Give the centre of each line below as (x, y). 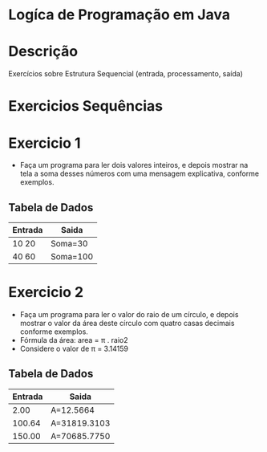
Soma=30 (69, 244)
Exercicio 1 (45, 143)
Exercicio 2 (46, 293)
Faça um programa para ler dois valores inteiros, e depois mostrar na (134, 165)
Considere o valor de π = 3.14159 (74, 348)
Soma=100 (72, 257)
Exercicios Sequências (85, 106)
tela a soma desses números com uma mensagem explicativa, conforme (139, 173)
